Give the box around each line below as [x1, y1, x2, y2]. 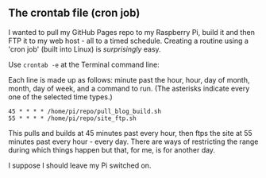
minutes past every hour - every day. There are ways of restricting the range [8, 137, 259, 146]
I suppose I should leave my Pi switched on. [8, 161, 152, 170]
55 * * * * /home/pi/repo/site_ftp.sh [8, 114, 137, 122]
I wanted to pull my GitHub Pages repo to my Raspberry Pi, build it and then [8, 27, 256, 37]
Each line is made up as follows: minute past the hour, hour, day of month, [8, 75, 250, 84]
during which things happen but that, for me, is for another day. [8, 145, 216, 154]
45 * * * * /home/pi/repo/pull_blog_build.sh [8, 107, 161, 115]
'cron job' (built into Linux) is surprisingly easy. [8, 44, 161, 54]
